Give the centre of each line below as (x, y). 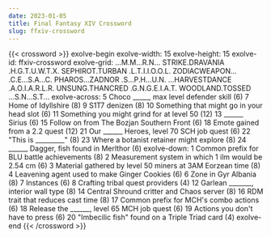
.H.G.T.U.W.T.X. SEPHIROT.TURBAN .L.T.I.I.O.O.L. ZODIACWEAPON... (123, 71)
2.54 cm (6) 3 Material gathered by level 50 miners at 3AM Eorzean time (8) (135, 166)
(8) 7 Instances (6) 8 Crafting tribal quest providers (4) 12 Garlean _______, (131, 183)
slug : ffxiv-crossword (47, 31)
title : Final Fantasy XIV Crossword (70, 23)
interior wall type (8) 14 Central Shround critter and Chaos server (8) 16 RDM (136, 192)
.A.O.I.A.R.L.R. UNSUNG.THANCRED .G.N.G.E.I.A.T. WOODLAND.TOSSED (130, 88)
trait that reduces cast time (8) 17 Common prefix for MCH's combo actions (134, 200)
